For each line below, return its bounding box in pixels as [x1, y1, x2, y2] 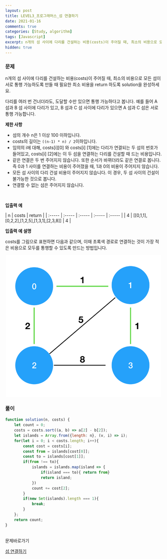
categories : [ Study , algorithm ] [5, 29, 72, 34]
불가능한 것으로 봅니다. [12, 176, 57, 182]
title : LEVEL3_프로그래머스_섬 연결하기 [5, 13, 79, 18]
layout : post [5, 8, 32, 13]
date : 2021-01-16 [5, 18, 41, 23]
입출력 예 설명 [5, 228, 31, 234]
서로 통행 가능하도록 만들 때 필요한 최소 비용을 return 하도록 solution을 [5, 81, 143, 87]
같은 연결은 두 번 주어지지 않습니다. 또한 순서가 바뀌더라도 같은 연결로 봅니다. [12, 157, 161, 163]
